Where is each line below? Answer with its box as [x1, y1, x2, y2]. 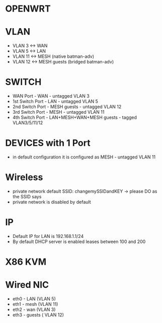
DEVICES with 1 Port [5, 137, 91, 149]
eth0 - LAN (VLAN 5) [12, 296, 56, 302]
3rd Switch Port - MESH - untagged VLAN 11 [12, 109, 105, 115]
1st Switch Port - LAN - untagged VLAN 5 [12, 99, 98, 105]
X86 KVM [5, 256, 47, 268]
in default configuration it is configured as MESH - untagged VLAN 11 [12, 154, 156, 160]
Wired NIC [5, 279, 49, 291]
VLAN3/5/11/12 [12, 120, 43, 126]
